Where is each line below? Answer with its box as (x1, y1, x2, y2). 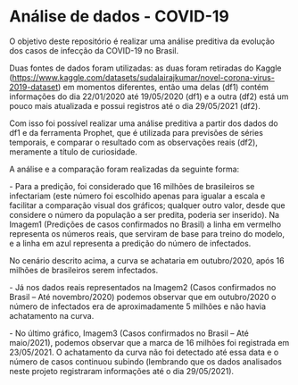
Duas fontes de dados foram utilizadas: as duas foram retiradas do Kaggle (9, 63, 282, 73)
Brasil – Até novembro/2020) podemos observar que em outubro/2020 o (9, 291, 277, 302)
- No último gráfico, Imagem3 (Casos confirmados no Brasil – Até (9, 328, 250, 339)
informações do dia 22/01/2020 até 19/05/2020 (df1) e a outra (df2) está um (9, 91, 289, 102)
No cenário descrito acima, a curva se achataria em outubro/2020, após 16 (9, 255, 285, 265)
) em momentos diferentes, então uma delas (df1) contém (57, 81, 269, 92)
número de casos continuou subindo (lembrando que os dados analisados (9, 356, 283, 367)
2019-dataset (9, 81, 59, 92)
